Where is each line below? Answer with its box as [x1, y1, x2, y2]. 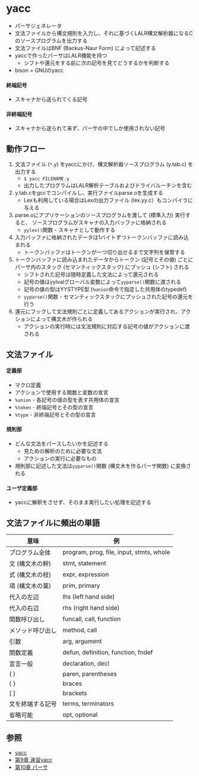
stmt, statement [62, 559, 106, 567]
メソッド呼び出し [9, 626, 58, 634]
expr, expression [62, 570, 109, 578]
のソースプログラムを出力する [14, 37, 88, 44]
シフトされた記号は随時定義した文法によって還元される [23, 271, 159, 278]
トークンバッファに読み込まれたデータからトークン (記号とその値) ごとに [14, 256, 194, 263]
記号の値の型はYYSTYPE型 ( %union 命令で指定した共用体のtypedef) [23, 286, 187, 293]
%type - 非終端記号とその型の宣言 [14, 411, 96, 418]
